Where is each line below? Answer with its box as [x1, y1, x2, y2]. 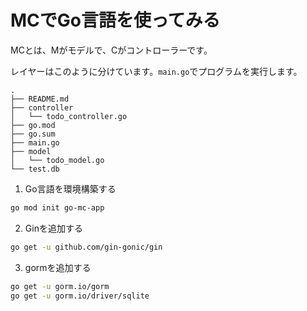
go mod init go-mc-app [10, 202, 105, 213]
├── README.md [10, 94, 70, 104]
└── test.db [10, 164, 60, 174]
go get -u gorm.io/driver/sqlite [10, 291, 150, 301]
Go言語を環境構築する [24, 182, 117, 195]
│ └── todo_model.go [10, 155, 105, 165]
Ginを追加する [24, 222, 83, 234]
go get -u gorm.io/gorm [10, 281, 110, 291]
